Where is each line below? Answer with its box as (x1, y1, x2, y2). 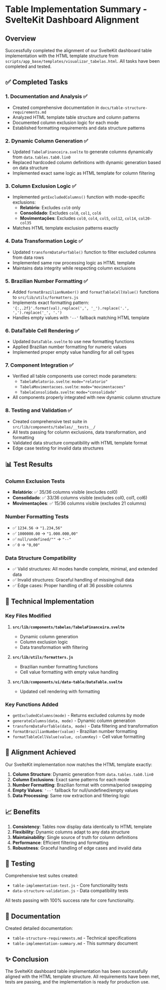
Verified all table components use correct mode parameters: (12, 373, 137, 379)
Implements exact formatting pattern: (12, 300, 89, 306)
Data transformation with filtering (19, 644, 88, 650)
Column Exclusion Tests (5, 478, 65, 485)
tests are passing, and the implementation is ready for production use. (5, 979, 150, 985)
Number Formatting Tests (5, 513, 69, 520)
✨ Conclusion (5, 955, 49, 963)
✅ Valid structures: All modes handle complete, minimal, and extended (12, 566, 157, 572)
